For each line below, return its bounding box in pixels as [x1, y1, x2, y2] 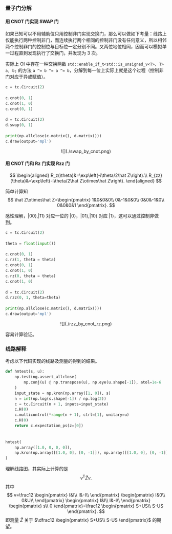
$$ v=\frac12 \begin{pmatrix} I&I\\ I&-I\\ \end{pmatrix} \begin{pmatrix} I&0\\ [7, 492, 165, 498]
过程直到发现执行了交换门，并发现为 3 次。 [9, 50, 101, 56]
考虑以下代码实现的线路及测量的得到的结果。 [5, 358, 100, 364]
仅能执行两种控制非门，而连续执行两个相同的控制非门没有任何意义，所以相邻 [5, 37, 167, 43]
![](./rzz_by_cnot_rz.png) [60, 320, 112, 327]
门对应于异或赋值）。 [5, 73, 48, 80]
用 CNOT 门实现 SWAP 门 [5, 18, 59, 24]
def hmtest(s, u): [5, 369, 45, 374]
